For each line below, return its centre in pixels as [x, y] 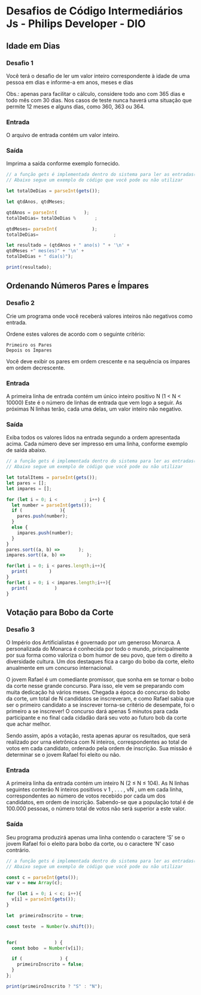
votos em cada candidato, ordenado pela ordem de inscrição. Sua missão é [99, 748]
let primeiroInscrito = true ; [45, 915]
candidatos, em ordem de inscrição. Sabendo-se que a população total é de [100, 802]
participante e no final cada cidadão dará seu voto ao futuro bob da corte [97, 718]
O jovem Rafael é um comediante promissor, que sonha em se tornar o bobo [100, 679]
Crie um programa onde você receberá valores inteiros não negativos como [100, 316]
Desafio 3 [20, 629]
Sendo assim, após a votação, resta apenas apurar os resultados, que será [98, 736]
